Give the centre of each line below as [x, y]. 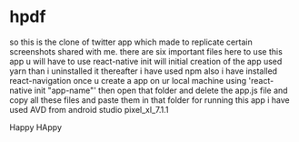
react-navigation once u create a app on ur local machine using [128, 80]
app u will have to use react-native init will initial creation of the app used [146, 61]
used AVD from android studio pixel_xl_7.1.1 [89, 109]
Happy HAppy [35, 127]
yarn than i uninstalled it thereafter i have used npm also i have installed [144, 71]
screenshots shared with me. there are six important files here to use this [146, 51]
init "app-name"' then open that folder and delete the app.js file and [161, 90]
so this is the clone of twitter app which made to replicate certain [131, 42]
